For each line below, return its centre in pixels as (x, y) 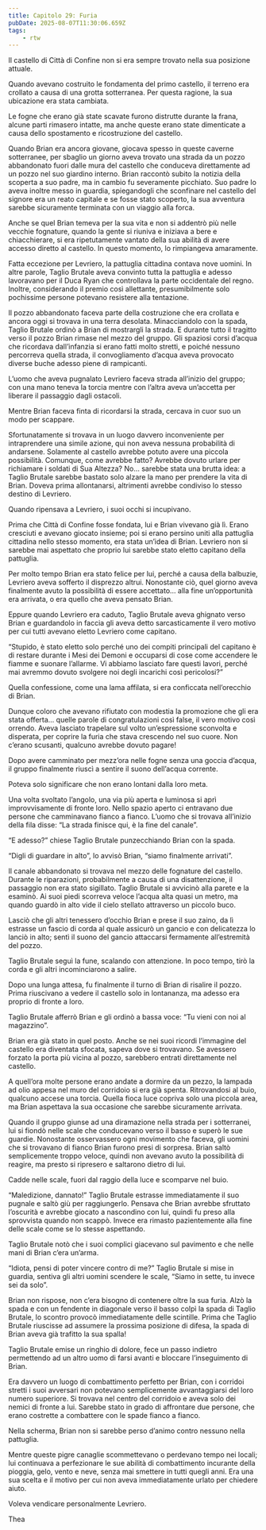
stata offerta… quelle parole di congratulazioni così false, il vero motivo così (132, 720)
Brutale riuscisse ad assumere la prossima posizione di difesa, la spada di (129, 1326)
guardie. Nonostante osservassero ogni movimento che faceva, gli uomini (129, 1139)
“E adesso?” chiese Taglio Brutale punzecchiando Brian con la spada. (122, 840)
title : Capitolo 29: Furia (53, 15)
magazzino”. (29, 1026)
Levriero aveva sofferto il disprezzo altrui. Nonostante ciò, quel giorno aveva (133, 582)
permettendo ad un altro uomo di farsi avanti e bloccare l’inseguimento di (128, 1358)
